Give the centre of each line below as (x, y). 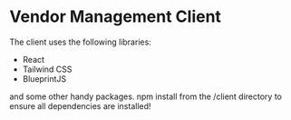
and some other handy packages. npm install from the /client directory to (146, 96)
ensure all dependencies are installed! (80, 105)
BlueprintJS (44, 78)
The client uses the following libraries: (80, 42)
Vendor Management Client (116, 17)
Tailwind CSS (47, 69)
